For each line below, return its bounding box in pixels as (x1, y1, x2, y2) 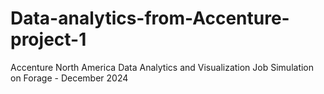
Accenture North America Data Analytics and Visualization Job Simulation (10, 61, 315, 73)
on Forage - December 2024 (10, 72, 129, 84)
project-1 (10, 28, 87, 51)
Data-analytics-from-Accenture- (10, 7, 290, 30)
